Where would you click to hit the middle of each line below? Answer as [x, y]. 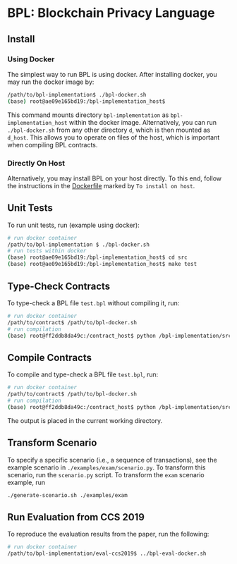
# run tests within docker [47, 251]
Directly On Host [36, 163]
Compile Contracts [49, 357]
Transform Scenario [52, 443]
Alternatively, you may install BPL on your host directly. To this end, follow [115, 178]
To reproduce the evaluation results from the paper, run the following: [108, 534]
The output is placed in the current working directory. [85, 420]
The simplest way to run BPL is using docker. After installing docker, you [112, 74]
